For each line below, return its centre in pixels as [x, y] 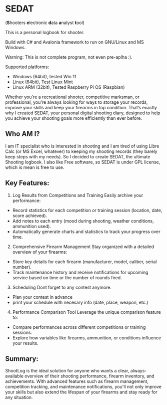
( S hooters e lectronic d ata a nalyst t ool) [45, 23]
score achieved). [30, 216]
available [14, 376]
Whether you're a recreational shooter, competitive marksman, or [72, 97]
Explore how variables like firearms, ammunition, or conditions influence [87, 338]
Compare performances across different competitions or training [79, 327]
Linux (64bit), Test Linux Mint [43, 82]
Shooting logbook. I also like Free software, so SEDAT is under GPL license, [83, 162]
